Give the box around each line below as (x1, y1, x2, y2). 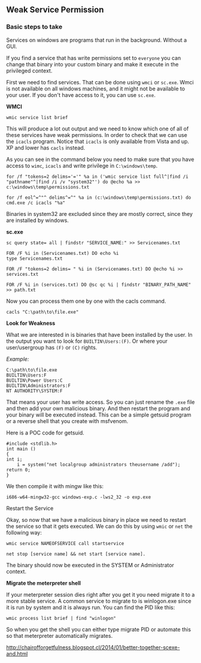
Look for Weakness (6, 320, 56, 327)
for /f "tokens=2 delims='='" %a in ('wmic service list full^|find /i (6, 174, 188, 180)
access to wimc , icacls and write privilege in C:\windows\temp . (6, 162, 158, 169)
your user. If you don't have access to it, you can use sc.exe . (6, 91, 156, 98)
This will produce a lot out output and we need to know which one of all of (6, 125, 189, 132)
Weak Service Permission (6, 5, 104, 15)
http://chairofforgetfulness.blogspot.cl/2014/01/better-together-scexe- (6, 643, 181, 651)
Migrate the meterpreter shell (6, 579, 81, 586)
